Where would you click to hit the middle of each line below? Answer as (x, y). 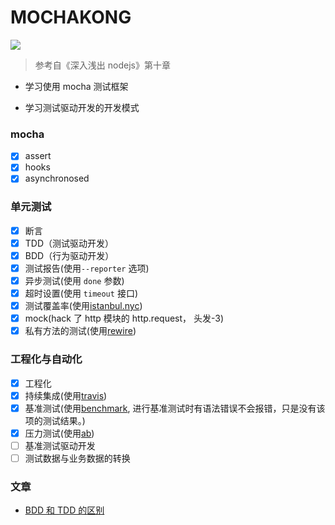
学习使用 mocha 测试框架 (76, 86)
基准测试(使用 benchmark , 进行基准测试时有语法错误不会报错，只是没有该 (175, 408)
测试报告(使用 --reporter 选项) (87, 268)
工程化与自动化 (46, 359)
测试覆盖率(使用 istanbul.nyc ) (83, 306)
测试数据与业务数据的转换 (77, 458)
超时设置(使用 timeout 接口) (81, 293)
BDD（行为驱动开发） (69, 255)
